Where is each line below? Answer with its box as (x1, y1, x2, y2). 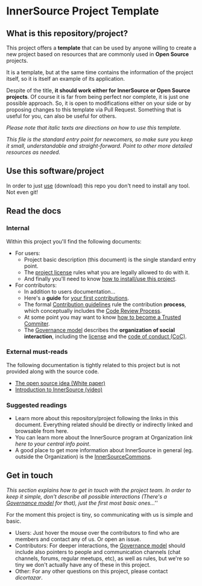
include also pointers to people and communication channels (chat (14, 548, 181, 555)
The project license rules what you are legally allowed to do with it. (24, 268, 190, 276)
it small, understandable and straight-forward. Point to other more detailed (6, 142, 192, 149)
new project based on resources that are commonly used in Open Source (6, 51, 189, 58)
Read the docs (6, 206, 62, 216)
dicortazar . (14, 574, 43, 581)
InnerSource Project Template (6, 4, 159, 18)
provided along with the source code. (6, 368, 99, 375)
